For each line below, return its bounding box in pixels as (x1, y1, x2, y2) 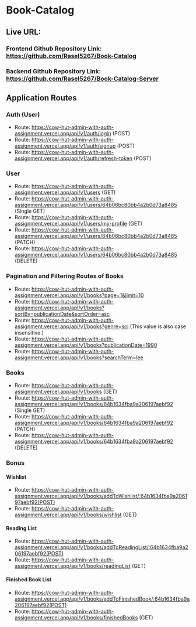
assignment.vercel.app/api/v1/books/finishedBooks (14, 614, 138, 621)
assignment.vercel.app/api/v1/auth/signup (14, 142, 116, 149)
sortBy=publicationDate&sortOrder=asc (14, 310, 110, 317)
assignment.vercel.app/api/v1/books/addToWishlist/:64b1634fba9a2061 (14, 493, 188, 500)
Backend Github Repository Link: (6, 67, 101, 76)
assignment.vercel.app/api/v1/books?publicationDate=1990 (14, 341, 157, 349)
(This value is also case (129, 323, 187, 330)
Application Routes (6, 93, 77, 103)
